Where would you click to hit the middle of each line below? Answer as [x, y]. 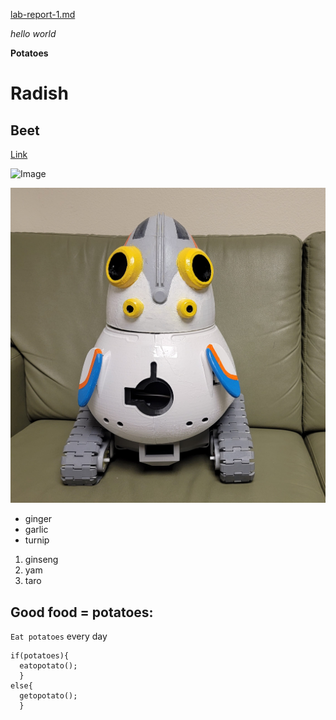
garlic [36, 530]
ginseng [41, 560]
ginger [38, 519]
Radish [39, 93]
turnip [37, 540]
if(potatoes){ [40, 656]
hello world [33, 33]
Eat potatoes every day [59, 636]
